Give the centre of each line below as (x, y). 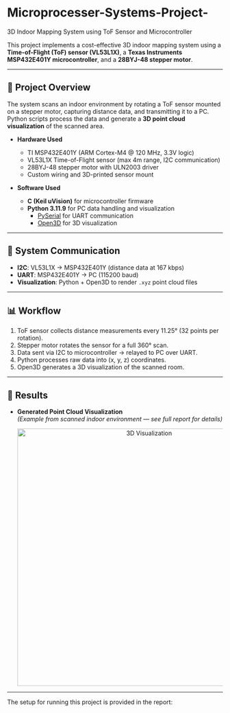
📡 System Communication (64, 251)
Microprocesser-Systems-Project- (108, 13)
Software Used (39, 187)
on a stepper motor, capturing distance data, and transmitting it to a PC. (108, 111)
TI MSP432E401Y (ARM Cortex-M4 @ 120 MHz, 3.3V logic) (111, 152)
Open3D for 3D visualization (77, 223)
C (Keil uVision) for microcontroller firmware (90, 201)
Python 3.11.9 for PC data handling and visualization (101, 208)
